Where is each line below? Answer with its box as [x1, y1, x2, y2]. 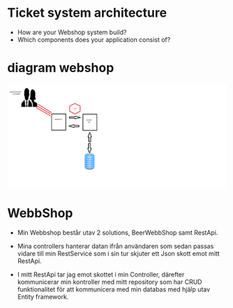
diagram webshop [7, 60, 114, 76]
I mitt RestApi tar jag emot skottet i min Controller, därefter [17, 270, 185, 279]
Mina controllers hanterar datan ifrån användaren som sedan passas [17, 242, 214, 251]
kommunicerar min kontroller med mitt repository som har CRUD [17, 278, 202, 286]
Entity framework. [17, 293, 69, 301]
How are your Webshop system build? [17, 28, 127, 36]
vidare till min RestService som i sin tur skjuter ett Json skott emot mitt [17, 249, 220, 258]
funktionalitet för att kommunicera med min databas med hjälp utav [17, 285, 211, 294]
